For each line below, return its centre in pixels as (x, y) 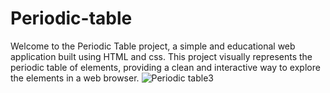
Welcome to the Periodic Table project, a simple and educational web (153, 46)
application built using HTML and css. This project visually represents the (161, 56)
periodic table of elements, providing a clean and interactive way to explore (165, 67)
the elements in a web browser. (75, 78)
